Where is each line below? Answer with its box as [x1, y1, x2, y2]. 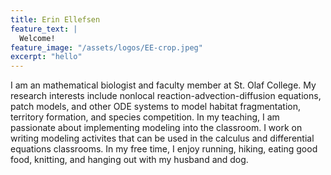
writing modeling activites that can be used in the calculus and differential [10, 132, 315, 145]
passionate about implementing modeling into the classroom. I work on [10, 122, 303, 134]
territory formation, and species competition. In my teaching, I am [10, 111, 280, 123]
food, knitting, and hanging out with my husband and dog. [10, 154, 249, 166]
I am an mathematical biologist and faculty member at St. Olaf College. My [10, 79, 317, 91]
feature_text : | [10, 24, 78, 34]
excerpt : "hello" [10, 52, 83, 62]
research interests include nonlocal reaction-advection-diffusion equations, [10, 90, 322, 102]
